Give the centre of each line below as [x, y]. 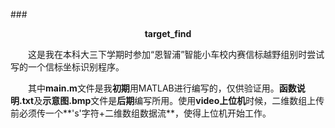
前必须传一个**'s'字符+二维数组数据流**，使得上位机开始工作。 [141, 113]
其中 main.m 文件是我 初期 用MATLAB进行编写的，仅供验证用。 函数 [162, 88]
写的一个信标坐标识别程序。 [67, 67]
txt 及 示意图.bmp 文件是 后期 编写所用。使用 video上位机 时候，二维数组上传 [173, 100]
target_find [168, 33]
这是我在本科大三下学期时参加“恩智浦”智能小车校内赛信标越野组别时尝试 [176, 54]
